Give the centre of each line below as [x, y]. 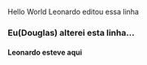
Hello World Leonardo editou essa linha [73, 12]
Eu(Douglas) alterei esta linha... [71, 32]
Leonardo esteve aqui [45, 52]
